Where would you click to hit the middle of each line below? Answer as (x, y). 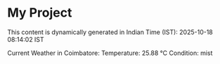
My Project (40, 13)
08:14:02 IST (26, 39)
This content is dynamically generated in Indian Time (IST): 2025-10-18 (110, 32)
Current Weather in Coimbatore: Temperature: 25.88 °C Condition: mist (110, 53)
